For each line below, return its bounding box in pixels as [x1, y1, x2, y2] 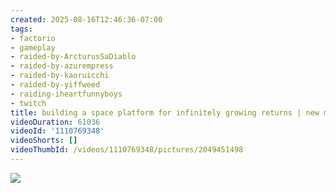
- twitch [10, 98, 47, 108]
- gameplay [10, 42, 56, 53]
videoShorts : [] [10, 136, 78, 146]
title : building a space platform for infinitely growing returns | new [10, 107, 320, 118]
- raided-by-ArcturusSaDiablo [10, 52, 137, 62]
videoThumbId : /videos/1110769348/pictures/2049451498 [10, 145, 244, 155]
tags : [10, 24, 33, 34]
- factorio [10, 33, 56, 43]
